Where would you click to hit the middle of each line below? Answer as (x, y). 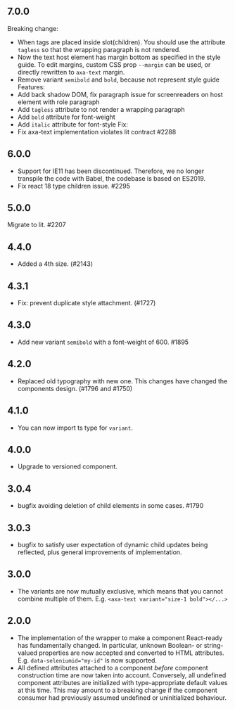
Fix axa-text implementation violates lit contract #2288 (97, 132)
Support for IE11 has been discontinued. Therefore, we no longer (111, 171)
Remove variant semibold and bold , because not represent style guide (119, 79)
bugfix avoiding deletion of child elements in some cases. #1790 (110, 506)
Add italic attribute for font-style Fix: (73, 124)
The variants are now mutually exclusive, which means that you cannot (120, 591)
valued (27, 653)
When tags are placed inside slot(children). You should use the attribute (121, 42)
